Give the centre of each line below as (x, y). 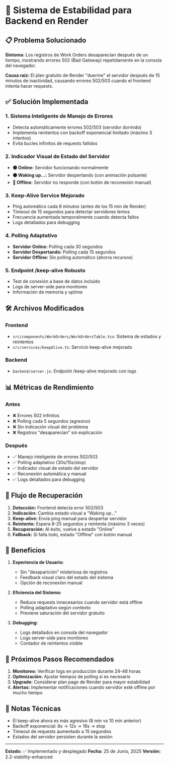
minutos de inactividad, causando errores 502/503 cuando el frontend (78, 81)
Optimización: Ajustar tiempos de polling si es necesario (71, 677)
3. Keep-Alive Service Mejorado (45, 195)
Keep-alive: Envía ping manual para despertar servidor (70, 518)
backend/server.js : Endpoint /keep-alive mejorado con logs (74, 371)
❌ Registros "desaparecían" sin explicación (57, 432)
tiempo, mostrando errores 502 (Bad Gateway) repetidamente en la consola (83, 60)
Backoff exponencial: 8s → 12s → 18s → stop (59, 726)
